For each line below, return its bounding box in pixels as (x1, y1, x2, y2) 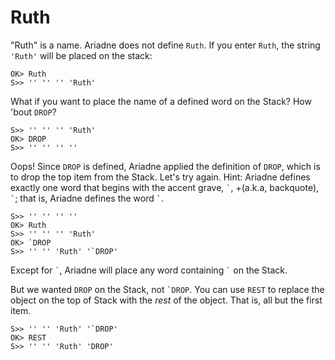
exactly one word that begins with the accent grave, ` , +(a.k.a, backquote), (10, 181, 320, 193)
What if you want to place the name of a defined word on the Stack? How (10, 95, 312, 107)
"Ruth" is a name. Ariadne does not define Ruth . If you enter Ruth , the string (10, 39, 321, 51)
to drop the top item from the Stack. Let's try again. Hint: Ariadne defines (10, 171, 311, 183)
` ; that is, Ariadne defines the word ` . (10, 192, 164, 204)
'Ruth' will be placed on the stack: (10, 49, 153, 61)
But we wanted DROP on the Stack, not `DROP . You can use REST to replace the (10, 283, 325, 295)
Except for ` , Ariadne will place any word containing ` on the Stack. (10, 264, 288, 276)
